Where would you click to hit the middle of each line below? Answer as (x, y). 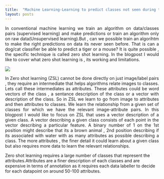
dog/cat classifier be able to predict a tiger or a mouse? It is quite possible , (82, 49)
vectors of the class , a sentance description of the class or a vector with (82, 94)
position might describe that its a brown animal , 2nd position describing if (82, 130)
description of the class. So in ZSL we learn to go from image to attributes (82, 99)
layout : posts (20, 14)
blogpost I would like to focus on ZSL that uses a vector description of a (82, 115)
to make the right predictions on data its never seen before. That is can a (82, 44)
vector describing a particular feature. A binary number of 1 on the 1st (82, 125)
